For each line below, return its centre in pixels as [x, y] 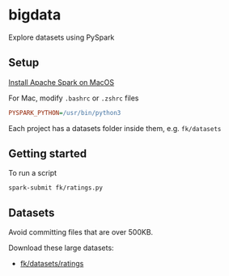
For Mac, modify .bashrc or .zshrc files [74, 98]
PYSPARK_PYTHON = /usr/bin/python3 [65, 113]
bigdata [35, 15]
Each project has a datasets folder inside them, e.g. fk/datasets [115, 128]
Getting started [48, 154]
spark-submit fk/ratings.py [56, 188]
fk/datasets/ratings [52, 264]
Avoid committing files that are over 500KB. [81, 232]
